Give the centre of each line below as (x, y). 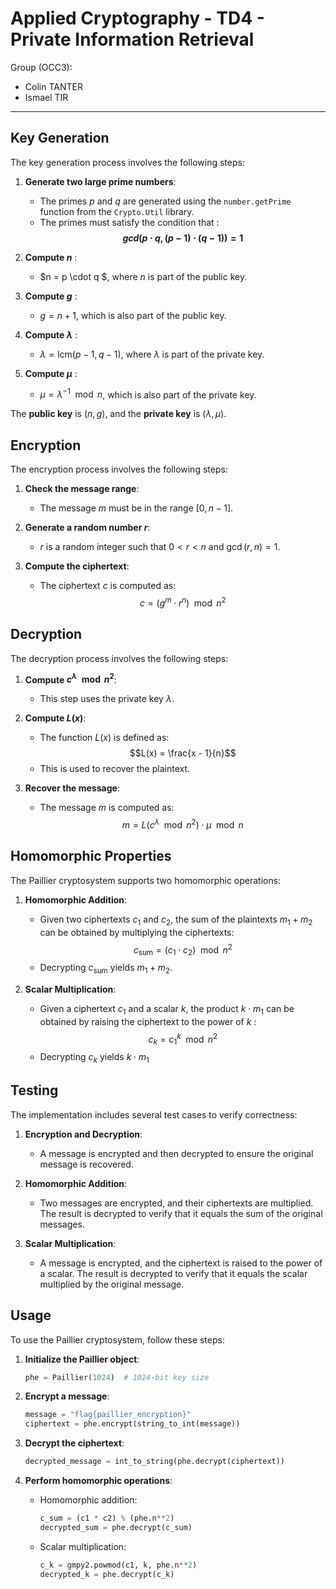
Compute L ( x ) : (55, 718)
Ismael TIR (46, 97)
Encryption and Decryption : (83, 1134)
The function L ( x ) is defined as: (104, 738)
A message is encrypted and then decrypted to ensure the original (176, 1153)
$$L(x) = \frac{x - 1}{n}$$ (183, 753)
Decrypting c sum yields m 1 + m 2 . (106, 969)
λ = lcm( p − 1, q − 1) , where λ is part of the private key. (152, 354)
